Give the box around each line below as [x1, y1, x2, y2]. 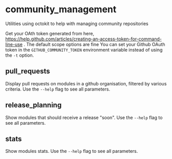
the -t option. [5, 52, 34, 58]
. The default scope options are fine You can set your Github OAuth [24, 41, 165, 47]
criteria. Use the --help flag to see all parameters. [5, 86, 111, 92]
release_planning [5, 101, 62, 109]
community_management [5, 4, 117, 15]
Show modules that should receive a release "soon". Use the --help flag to [5, 114, 163, 121]
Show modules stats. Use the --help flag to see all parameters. [5, 148, 138, 154]
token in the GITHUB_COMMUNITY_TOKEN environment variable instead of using [5, 47, 163, 53]
